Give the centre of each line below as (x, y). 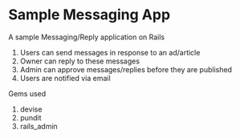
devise (31, 109)
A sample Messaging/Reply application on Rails (87, 37)
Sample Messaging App (89, 15)
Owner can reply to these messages (80, 61)
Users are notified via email (65, 78)
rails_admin (39, 126)
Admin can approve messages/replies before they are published (126, 69)
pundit (31, 117)
